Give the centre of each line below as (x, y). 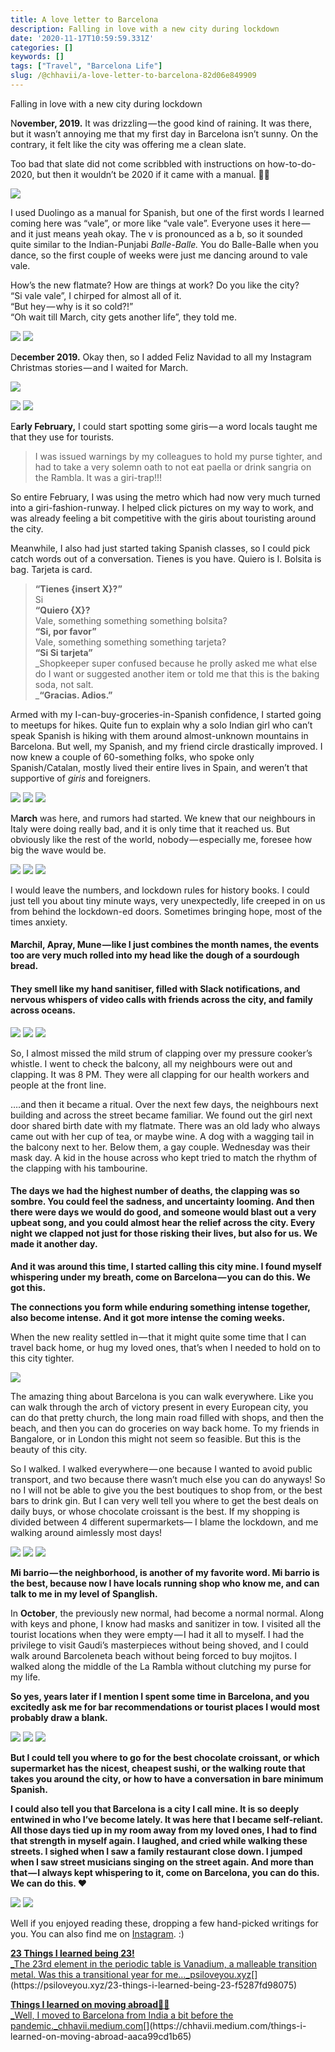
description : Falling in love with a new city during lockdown (145, 29)
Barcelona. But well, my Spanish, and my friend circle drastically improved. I (166, 746)
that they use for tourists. (62, 437)
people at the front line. (58, 1085)
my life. (25, 1677)
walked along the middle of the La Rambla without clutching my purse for (161, 1666)
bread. (24, 966)
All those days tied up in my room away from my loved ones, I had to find (164, 1830)
